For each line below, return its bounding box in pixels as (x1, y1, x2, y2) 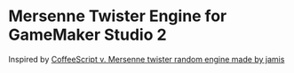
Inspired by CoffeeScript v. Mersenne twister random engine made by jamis (8, 54, 285, 64)
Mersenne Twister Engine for (8, 6, 227, 26)
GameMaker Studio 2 (8, 25, 167, 45)
